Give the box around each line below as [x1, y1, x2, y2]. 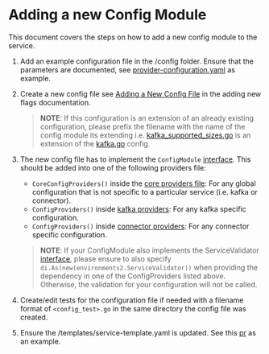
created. [19, 312, 48, 322]
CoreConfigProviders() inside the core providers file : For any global [31, 179, 256, 188]
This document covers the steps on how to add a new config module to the [8, 32, 258, 42]
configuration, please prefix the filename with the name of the [39, 121, 246, 131]
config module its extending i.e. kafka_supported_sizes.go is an [39, 130, 251, 140]
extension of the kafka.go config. [39, 138, 151, 148]
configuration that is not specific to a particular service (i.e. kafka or [31, 187, 258, 196]
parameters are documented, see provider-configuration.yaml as [19, 64, 236, 74]
